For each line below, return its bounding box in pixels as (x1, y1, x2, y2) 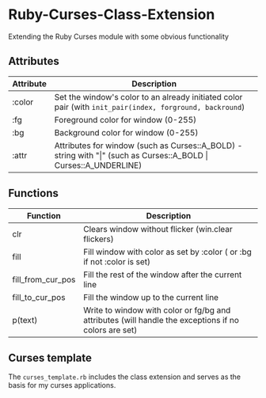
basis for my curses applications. (8, 381, 116, 390)
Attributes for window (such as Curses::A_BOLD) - (54, 140, 243, 151)
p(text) (12, 314, 38, 325)
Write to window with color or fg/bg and (82, 305, 231, 316)
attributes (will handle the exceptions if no (82, 314, 240, 325)
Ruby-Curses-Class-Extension (8, 6, 215, 24)
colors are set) (82, 324, 138, 335)
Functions (8, 187, 59, 200)
